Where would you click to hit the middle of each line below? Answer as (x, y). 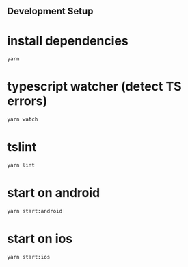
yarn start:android (35, 211)
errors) (27, 101)
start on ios (40, 239)
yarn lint (21, 165)
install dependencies (68, 41)
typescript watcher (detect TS (95, 87)
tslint (22, 147)
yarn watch (23, 119)
